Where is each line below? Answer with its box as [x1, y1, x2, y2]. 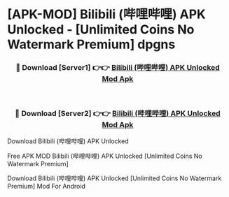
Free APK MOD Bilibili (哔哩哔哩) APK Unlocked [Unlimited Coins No [7, 152, 203, 160]
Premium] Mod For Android [7, 182, 86, 190]
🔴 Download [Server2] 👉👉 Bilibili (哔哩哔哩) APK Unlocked [15, 109, 221, 119]
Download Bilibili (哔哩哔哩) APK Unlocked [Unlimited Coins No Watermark [7, 174, 222, 182]
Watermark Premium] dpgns [7, 36, 176, 52]
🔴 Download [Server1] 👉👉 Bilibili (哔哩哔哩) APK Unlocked [15, 63, 221, 73]
